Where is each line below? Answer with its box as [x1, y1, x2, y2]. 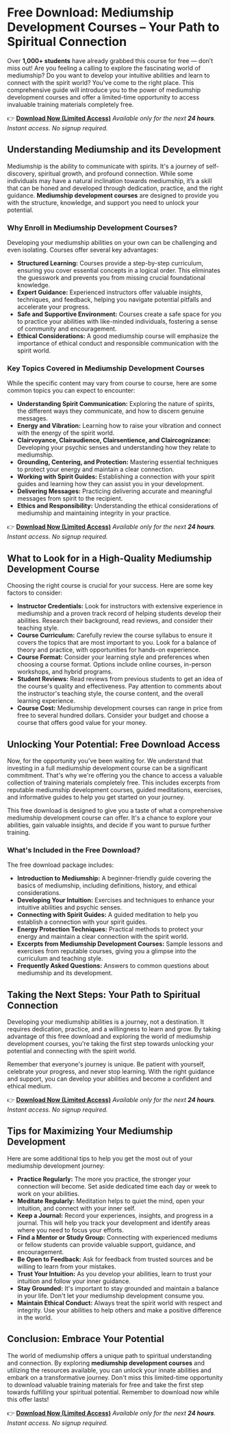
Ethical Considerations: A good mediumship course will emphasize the [16, 332, 219, 340]
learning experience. [16, 697, 75, 705]
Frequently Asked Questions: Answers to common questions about [16, 961, 209, 970]
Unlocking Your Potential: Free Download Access [7, 739, 220, 750]
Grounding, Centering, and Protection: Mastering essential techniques [16, 458, 218, 466]
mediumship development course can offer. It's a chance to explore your [7, 813, 212, 822]
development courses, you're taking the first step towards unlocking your [7, 1040, 214, 1048]
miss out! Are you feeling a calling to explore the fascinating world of [7, 64, 201, 72]
